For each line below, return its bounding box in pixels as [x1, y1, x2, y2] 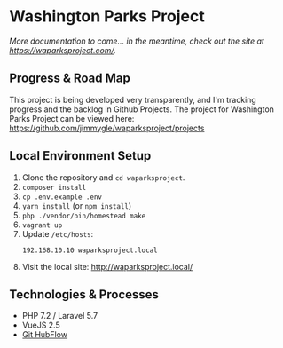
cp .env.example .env [21, 193, 102, 202]
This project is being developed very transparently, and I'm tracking [9, 94, 257, 105]
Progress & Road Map [9, 71, 130, 86]
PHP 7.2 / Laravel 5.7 [21, 311, 98, 321]
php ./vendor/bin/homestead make [21, 211, 146, 220]
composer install [21, 183, 87, 192]
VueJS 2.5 [21, 320, 60, 330]
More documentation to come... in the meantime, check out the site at [9, 36, 264, 46]
